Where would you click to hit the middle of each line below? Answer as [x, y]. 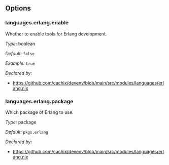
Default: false [20, 53]
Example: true [20, 63]
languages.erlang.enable [37, 23]
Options [18, 8]
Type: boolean [20, 44]
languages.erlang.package [39, 101]
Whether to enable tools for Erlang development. [56, 34]
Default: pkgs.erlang [27, 132]
